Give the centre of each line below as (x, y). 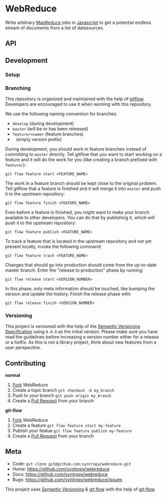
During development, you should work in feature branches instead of (76, 149)
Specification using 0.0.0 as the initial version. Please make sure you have (82, 331)
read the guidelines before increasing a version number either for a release (82, 337)
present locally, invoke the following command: (54, 246)
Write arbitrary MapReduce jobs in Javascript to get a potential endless (78, 22)
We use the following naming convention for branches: (61, 114)
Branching (18, 88)
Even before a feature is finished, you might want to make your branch (77, 212)
